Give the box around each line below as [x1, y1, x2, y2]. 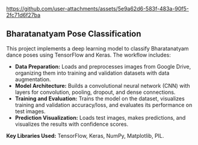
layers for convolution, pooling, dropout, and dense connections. [14, 88, 176, 96]
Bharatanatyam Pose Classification [6, 29, 141, 39]
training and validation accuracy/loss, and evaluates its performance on [14, 101, 193, 108]
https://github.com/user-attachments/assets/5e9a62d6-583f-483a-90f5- [6, 5, 190, 12]
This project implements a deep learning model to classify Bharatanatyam [6, 45, 189, 52]
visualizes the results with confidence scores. [14, 120, 128, 128]
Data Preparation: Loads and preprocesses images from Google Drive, [14, 63, 191, 70]
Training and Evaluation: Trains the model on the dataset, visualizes [14, 94, 185, 102]
